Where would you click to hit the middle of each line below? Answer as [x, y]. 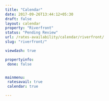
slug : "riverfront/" [26, 42]
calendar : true [23, 87]
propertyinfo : [20, 60]
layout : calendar [23, 23]
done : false [19, 64]
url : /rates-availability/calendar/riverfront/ [55, 37]
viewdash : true [21, 50]
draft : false [18, 19]
